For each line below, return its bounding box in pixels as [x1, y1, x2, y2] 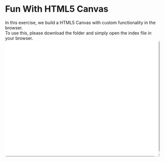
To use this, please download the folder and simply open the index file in [5, 30, 152, 36]
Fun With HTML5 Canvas [5, 3, 109, 15]
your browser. [5, 35, 33, 41]
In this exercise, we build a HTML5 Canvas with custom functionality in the [5, 20, 156, 25]
